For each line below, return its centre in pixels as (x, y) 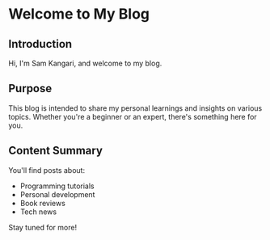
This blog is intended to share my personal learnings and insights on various (135, 108)
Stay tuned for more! (43, 227)
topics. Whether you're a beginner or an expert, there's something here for (133, 116)
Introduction (40, 44)
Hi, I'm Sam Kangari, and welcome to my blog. (85, 63)
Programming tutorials (57, 186)
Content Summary (56, 151)
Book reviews (43, 203)
